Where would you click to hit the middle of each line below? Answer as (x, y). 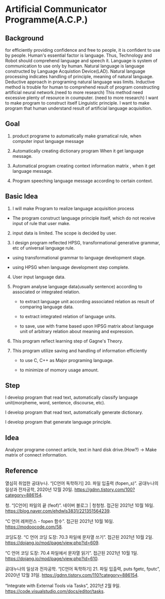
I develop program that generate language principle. (58, 422)
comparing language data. (47, 307)
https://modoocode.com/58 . (34, 527)
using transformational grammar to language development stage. (79, 257)
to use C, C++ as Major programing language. (67, 360)
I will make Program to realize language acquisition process (73, 208)
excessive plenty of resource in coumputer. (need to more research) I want (82, 98)
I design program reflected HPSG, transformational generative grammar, (86, 242)
